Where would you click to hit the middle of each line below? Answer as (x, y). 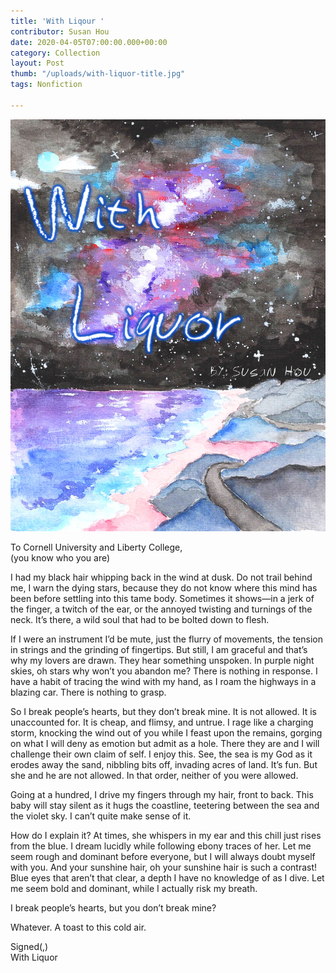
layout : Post (37, 63)
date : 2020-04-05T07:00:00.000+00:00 (89, 42)
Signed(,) (29, 946)
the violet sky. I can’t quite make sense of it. (101, 816)
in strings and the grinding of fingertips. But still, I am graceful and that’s (159, 649)
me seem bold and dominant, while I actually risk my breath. (134, 888)
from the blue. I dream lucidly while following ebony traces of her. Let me (161, 846)
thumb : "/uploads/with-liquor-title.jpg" (98, 74)
